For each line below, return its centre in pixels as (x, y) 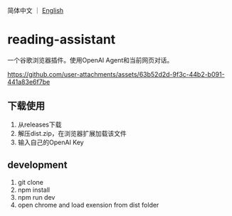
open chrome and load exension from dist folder (88, 205)
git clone (31, 182)
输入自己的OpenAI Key (51, 142)
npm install (34, 190)
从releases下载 (39, 124)
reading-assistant (62, 39)
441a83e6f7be (29, 82)
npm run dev (36, 197)
